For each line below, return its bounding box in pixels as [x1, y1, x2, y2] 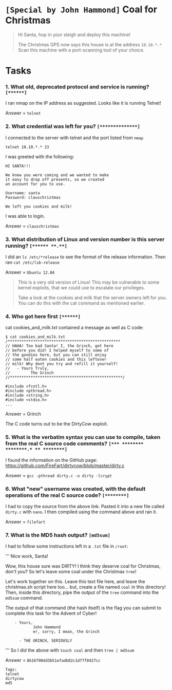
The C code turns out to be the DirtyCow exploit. [5, 421, 108, 427]
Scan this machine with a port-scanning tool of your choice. [17, 47, 145, 53]
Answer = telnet [5, 110, 41, 116]
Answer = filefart [5, 518, 46, 525]
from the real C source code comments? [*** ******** [5, 440, 144, 447]
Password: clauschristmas [5, 195, 61, 200]
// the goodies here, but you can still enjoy [5, 352, 107, 358]
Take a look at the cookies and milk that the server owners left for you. [17, 294, 167, 301]
